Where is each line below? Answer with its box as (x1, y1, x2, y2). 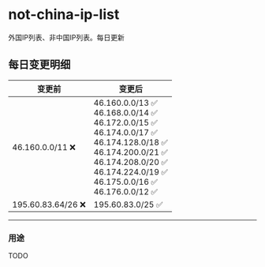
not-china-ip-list (8, 6, 120, 24)
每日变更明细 (8, 58, 71, 72)
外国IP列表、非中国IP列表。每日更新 (8, 32, 125, 42)
